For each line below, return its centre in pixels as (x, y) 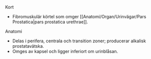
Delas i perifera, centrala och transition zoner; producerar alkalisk (79, 41)
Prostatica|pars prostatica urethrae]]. (50, 22)
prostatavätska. (28, 46)
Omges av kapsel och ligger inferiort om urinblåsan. (65, 51)
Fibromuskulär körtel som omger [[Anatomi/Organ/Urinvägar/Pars (79, 16)
